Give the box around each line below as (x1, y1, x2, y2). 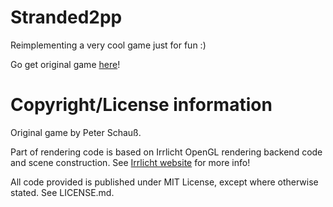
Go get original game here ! (10, 58, 121, 70)
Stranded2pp (10, 6, 123, 29)
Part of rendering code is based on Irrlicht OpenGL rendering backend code (10, 146, 323, 158)
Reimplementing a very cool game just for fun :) (10, 39, 207, 51)
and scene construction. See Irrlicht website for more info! (10, 156, 251, 168)
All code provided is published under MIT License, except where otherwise (10, 176, 319, 188)
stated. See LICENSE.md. (10, 186, 115, 198)
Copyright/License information (10, 94, 273, 116)
